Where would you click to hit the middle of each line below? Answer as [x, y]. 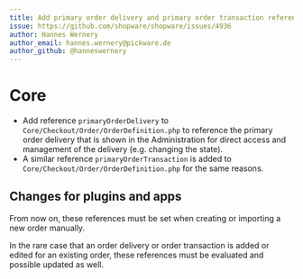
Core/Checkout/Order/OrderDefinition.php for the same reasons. [143, 168]
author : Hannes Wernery [54, 34]
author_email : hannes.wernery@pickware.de [90, 43]
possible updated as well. [56, 264]
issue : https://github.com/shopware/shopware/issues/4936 [120, 26]
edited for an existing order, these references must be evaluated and [137, 255]
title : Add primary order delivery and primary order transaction [137, 18]
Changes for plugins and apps [96, 197]
